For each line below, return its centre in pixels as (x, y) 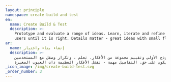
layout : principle (25, 10)
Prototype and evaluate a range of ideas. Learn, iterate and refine (90, 34)
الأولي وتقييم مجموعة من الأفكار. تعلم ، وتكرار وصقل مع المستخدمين (86, 57)
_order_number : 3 (24, 72)
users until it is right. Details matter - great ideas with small (87, 39)
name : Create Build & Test (38, 24)
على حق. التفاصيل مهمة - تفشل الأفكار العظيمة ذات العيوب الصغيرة (85, 62)
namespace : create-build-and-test (42, 15)
